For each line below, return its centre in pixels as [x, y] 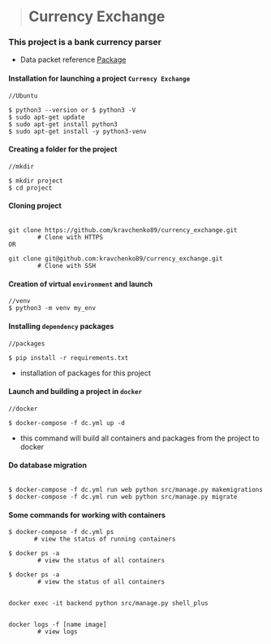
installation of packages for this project [86, 373]
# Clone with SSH [67, 266]
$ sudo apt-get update [47, 117]
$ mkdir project [36, 181]
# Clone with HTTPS [71, 238]
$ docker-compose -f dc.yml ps [61, 532]
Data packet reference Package [73, 59]
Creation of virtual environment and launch [80, 283]
